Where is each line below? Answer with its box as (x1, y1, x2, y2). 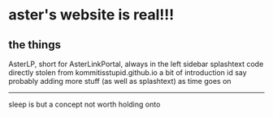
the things (8, 38, 61, 52)
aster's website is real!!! (8, 6, 175, 24)
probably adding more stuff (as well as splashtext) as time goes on (8, 77, 232, 86)
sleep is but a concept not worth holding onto (8, 99, 161, 109)
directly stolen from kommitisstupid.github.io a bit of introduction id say (8, 68, 247, 77)
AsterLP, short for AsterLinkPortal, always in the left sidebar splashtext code (8, 59, 264, 69)
